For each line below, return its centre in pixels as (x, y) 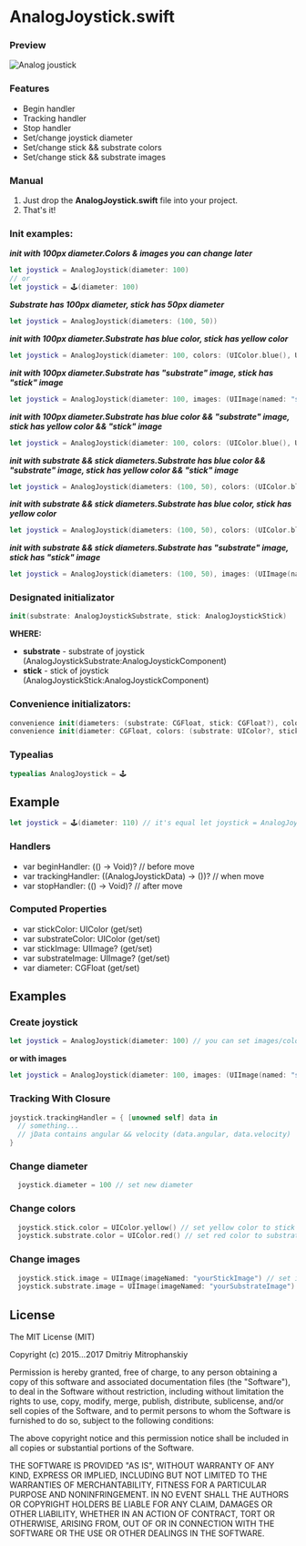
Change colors (42, 1209)
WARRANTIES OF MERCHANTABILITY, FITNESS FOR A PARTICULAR (138, 1485)
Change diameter (49, 1166)
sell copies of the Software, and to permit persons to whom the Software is (150, 1411)
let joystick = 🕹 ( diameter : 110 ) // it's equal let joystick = (133, 823)
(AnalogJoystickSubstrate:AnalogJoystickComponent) (125, 661)
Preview (28, 46)
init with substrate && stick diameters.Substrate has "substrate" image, (149, 548)
